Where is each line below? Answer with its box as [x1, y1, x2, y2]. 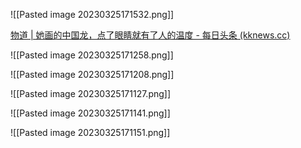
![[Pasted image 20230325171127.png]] [10, 88, 172, 99]
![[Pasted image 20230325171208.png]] [10, 69, 175, 80]
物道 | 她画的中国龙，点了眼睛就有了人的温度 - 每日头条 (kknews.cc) [10, 29, 291, 41]
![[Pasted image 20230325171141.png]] [10, 107, 171, 119]
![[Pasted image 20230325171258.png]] [10, 49, 174, 61]
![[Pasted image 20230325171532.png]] [10, 9, 175, 20]
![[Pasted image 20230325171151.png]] [10, 127, 171, 138]
